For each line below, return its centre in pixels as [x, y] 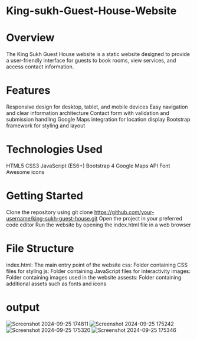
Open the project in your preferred [141, 218]
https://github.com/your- [124, 212]
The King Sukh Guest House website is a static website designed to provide [98, 54]
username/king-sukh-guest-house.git [52, 218]
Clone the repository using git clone [50, 212]
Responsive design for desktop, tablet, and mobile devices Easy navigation [97, 107]
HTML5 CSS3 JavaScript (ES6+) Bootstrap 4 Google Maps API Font [88, 166]
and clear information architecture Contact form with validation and [88, 113]
